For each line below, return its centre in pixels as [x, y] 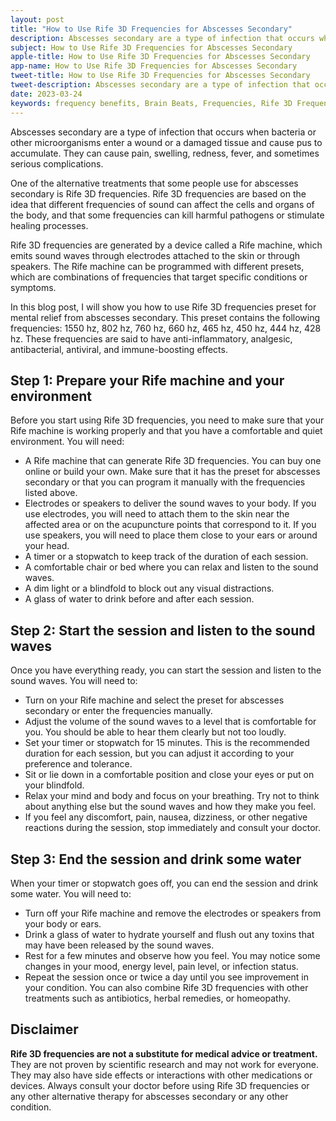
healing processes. [49, 225]
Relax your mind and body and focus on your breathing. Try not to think [172, 796]
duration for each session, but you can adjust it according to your [159, 753]
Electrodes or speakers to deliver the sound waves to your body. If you [170, 503]
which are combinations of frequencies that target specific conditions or [159, 277]
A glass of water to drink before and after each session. [139, 599]
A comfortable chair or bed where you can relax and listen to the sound [171, 567]
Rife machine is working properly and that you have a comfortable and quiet [166, 431]
